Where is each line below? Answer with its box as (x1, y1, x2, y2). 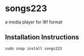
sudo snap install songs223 (5, 46, 63, 51)
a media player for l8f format (5, 19, 63, 25)
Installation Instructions (5, 33, 80, 41)
